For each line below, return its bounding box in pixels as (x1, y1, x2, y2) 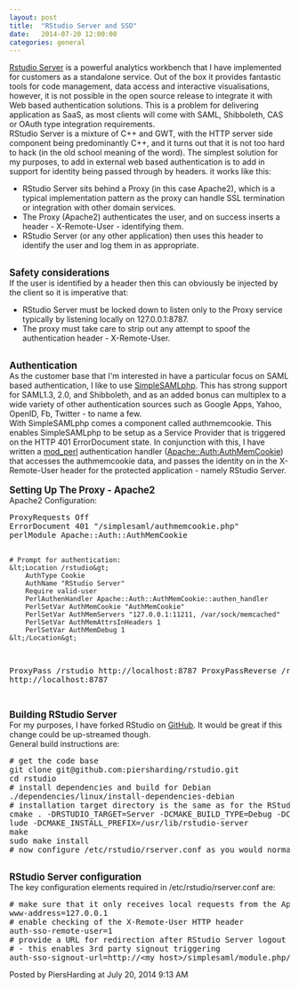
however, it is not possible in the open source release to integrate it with (9, 91, 273, 101)
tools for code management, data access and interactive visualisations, (9, 81, 270, 92)
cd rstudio (9, 774, 57, 784)
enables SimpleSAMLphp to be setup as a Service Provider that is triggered (9, 428, 287, 438)
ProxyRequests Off (9, 512, 90, 523)
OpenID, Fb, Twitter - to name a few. (9, 408, 142, 419)
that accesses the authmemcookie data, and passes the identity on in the (9, 455, 278, 467)
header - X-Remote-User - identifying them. (21, 221, 184, 232)
